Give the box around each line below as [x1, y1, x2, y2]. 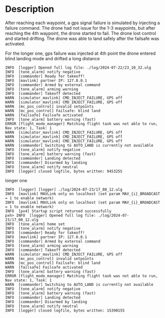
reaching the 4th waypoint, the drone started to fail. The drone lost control [5, 30, 157, 36]
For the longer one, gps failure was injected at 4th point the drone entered [5, 50, 156, 56]
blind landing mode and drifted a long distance [5, 55, 100, 61]
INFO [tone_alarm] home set [5, 221, 65, 227]
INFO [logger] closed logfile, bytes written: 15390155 [5, 308, 125, 313]
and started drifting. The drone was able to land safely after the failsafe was [5, 36, 160, 41]
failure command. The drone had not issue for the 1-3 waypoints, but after [5, 25, 156, 31]
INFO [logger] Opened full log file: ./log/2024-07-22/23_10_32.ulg [5, 65, 152, 70]
